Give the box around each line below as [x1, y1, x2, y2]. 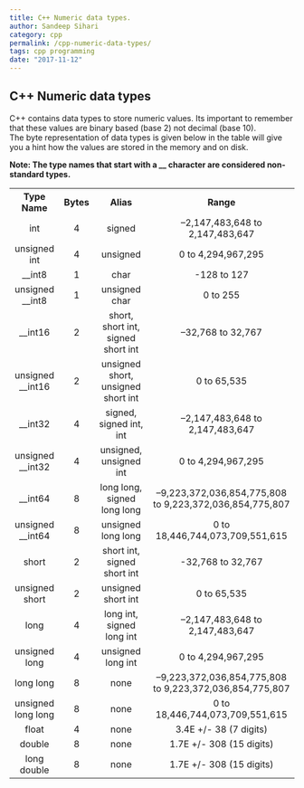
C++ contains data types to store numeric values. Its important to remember [9, 112, 294, 123]
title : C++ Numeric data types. [9, 13, 131, 23]
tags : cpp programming [9, 47, 95, 56]
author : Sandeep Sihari [9, 22, 100, 31]
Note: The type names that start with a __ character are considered [9, 159, 266, 170]
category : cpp [9, 30, 63, 39]
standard [9, 168, 45, 179]
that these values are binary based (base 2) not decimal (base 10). [9, 122, 256, 133]
